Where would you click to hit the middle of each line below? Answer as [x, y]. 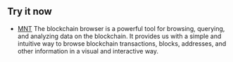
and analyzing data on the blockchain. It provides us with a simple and [119, 36]
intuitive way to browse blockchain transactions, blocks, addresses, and [122, 43]
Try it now [30, 12]
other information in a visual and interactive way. [88, 51]
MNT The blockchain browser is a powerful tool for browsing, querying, [121, 28]
